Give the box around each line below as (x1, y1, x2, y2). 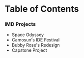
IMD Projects (4, 21, 36, 28)
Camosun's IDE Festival (11, 37, 60, 43)
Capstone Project (11, 47, 47, 53)
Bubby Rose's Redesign (11, 42, 60, 48)
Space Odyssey (11, 32, 44, 38)
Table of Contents (4, 3, 79, 15)
